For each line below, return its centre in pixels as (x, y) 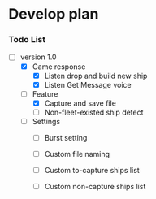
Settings (46, 121)
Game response (59, 67)
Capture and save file (80, 103)
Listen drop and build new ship (96, 76)
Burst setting (66, 137)
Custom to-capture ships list (92, 171)
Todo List (27, 40)
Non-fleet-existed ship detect (94, 112)
